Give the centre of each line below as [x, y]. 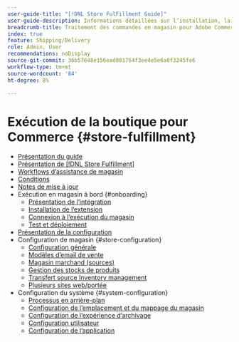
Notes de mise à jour [48, 187]
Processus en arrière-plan [67, 301]
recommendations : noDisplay [49, 54]
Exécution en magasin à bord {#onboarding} [83, 195]
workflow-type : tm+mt [39, 67]
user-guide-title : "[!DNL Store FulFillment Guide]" [87, 14]
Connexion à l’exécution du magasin [81, 217]
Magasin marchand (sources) [71, 263]
